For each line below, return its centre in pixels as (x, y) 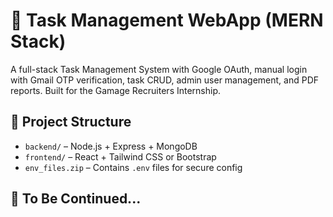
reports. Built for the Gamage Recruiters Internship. (116, 90)
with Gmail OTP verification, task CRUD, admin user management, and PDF (165, 80)
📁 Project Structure (71, 122)
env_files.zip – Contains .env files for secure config (133, 167)
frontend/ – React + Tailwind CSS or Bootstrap (120, 156)
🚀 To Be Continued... (76, 199)
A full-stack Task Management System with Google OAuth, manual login (159, 69)
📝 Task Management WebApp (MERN (167, 20)
